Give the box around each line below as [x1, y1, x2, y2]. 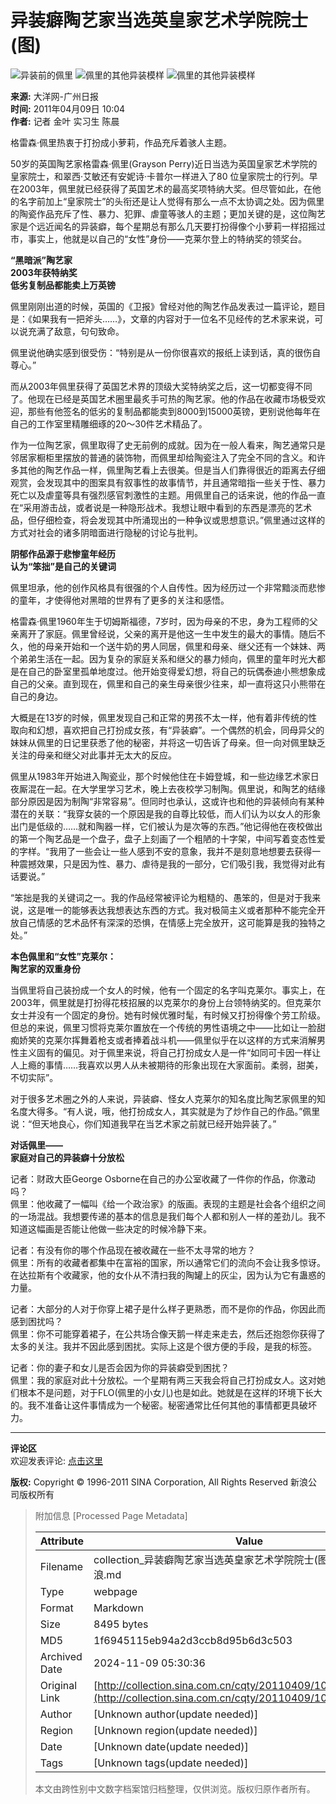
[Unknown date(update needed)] [93, 1739, 249, 1753]
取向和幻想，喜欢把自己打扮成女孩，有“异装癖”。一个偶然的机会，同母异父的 [10, 724, 325, 736]
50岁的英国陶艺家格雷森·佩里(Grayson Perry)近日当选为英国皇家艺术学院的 [10, 157, 318, 170]
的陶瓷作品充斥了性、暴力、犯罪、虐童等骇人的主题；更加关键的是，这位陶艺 [10, 207, 326, 220]
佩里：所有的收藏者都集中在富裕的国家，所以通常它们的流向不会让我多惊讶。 [10, 1256, 326, 1268]
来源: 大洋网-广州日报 [10, 90, 100, 102]
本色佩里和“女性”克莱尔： [10, 950, 117, 962]
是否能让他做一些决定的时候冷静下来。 [53, 1222, 212, 1235]
